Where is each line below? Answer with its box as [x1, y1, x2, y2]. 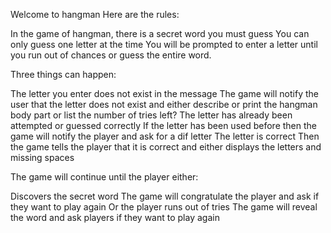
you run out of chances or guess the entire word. [10, 49, 212, 61]
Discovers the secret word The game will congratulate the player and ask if [10, 190, 320, 202]
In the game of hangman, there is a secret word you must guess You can [10, 28, 310, 39]
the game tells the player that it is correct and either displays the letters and [10, 141, 322, 153]
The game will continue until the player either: [10, 171, 199, 183]
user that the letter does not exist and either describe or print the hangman [10, 99, 318, 110]
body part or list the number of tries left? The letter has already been [10, 109, 293, 121]
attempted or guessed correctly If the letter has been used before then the [10, 120, 317, 131]
